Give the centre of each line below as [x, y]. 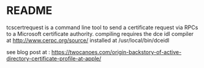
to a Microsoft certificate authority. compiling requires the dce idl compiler [100, 33]
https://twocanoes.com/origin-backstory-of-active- [116, 52]
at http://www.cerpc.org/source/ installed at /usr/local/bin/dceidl [88, 40]
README [29, 11]
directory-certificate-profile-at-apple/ [54, 58]
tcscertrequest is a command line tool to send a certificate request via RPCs [102, 27]
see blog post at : [28, 52]
